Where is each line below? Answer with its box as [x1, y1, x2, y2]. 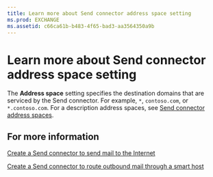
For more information [7, 131, 99, 142]
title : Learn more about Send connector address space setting [7, 10, 192, 17]
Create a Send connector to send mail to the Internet [7, 149, 155, 157]
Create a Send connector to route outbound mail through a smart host [7, 162, 204, 171]
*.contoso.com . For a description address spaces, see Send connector [7, 104, 205, 112]
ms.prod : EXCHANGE [7, 16, 60, 23]
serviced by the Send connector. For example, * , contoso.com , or [7, 96, 188, 105]
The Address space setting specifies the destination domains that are [7, 90, 204, 98]
